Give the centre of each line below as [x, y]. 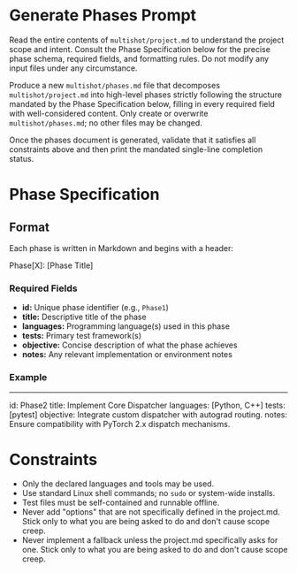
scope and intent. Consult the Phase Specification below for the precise [140, 49]
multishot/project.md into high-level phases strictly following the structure [146, 95]
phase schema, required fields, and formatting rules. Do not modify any [139, 58]
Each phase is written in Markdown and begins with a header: [122, 248]
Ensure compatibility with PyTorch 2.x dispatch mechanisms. [120, 424]
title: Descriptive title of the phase [84, 317]
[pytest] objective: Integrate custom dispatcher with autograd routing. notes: [148, 414]
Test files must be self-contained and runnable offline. [121, 503]
